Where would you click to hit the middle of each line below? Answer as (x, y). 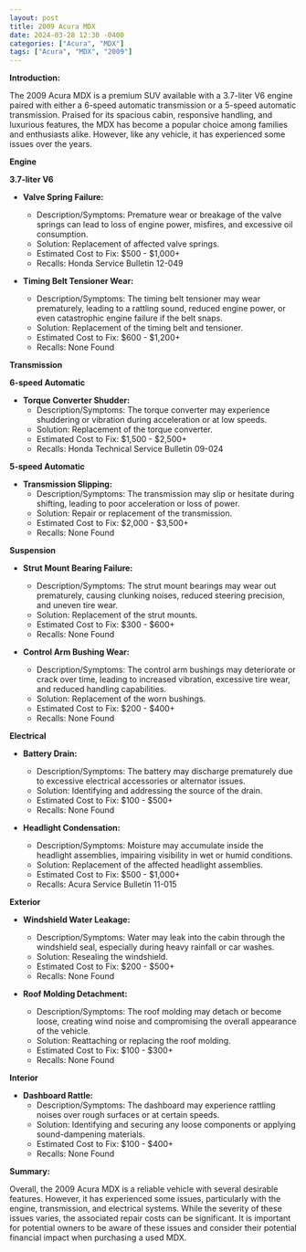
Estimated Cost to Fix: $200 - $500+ (106, 967)
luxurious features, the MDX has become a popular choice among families (148, 125)
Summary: (30, 1172)
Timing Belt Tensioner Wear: (78, 281)
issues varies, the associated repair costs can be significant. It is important (150, 1218)
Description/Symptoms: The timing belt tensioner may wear (148, 299)
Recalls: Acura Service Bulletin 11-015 (106, 884)
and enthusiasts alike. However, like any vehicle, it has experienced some (148, 134)
